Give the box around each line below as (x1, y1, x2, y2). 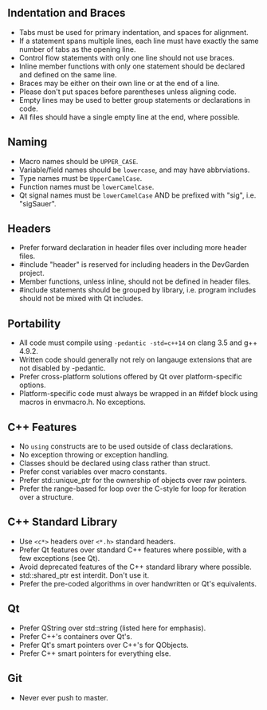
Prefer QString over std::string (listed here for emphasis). (18, 623, 206, 633)
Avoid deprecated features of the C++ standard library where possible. (18, 562, 252, 571)
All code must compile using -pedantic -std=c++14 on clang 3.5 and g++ (18, 338, 258, 347)
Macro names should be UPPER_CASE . (18, 156, 139, 166)
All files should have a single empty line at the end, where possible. (18, 112, 240, 122)
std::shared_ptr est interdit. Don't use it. (18, 570, 149, 580)
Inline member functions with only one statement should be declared (18, 61, 245, 71)
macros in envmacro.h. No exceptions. (18, 398, 147, 407)
